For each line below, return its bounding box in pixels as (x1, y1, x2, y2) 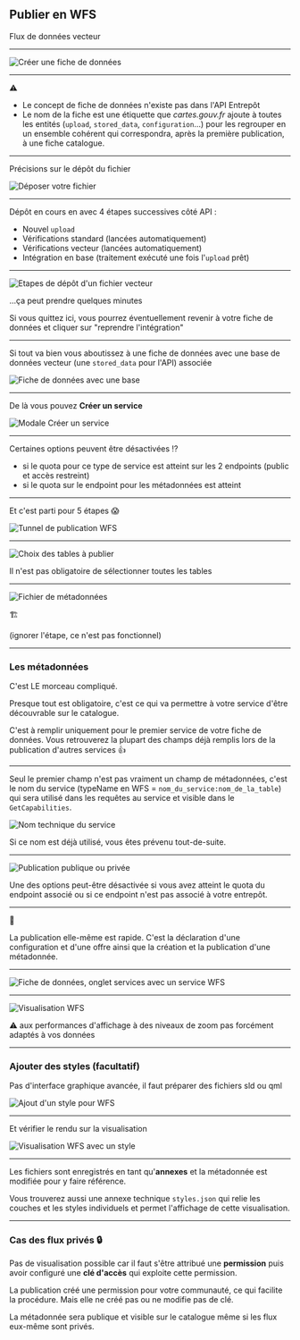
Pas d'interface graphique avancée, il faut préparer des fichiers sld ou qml (9, 1081, 283, 1091)
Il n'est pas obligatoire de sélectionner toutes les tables (9, 565, 212, 576)
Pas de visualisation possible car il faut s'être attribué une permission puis (9, 1258, 284, 1268)
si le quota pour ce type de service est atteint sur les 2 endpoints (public (21, 460, 289, 471)
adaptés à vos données (9, 1030, 96, 1041)
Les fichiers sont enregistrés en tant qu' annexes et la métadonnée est (9, 1167, 268, 1177)
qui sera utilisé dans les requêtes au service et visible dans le (9, 793, 235, 804)
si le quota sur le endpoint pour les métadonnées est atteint (21, 479, 242, 490)
